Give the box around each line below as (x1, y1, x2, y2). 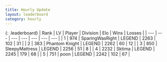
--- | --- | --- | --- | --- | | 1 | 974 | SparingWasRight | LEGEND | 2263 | (11, 35, 156, 41)
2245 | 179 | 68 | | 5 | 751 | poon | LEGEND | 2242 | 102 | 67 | (5, 51, 130, 57)
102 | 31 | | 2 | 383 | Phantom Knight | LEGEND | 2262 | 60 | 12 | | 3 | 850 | (5, 41, 157, 47)
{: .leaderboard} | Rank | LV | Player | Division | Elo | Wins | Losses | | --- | (5, 30, 157, 36)
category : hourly (5, 16, 42, 21)
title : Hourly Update (5, 7, 51, 12)
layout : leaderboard (5, 12, 49, 17)
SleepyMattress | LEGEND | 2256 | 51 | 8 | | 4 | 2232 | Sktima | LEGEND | (5, 46, 155, 52)
